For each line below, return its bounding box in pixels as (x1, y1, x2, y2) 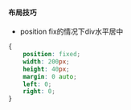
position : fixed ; (23, 51, 81, 59)
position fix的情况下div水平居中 (19, 26, 124, 36)
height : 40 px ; (23, 65, 70, 73)
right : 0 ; (23, 88, 56, 96)
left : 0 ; (23, 80, 52, 88)
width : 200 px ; (23, 57, 70, 66)
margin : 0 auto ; (23, 72, 78, 80)
